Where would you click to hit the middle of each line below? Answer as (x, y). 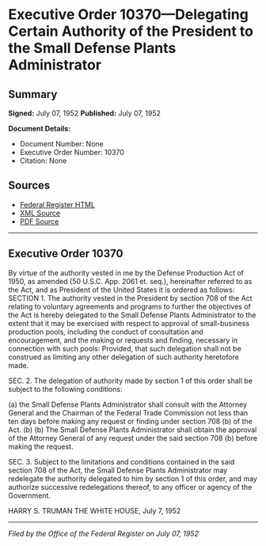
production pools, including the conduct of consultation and (106, 332)
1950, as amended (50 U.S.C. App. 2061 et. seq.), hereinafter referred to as (130, 281)
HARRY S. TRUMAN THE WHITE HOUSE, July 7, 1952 (95, 510)
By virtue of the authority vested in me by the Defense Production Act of (126, 273)
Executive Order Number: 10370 (72, 152)
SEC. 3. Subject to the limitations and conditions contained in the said (122, 461)
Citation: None (43, 161)
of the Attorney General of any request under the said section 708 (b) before (133, 438)
